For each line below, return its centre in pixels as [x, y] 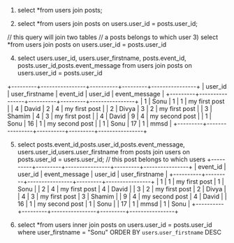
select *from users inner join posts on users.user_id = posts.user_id [115, 225]
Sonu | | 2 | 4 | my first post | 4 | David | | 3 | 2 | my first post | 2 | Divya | [122, 189]
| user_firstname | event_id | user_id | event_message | [86, 94]
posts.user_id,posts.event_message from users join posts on [104, 65]
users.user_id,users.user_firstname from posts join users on [104, 152]
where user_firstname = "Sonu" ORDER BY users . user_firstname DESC [119, 232]
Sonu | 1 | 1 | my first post [188, 101]
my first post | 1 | [200, 182]
